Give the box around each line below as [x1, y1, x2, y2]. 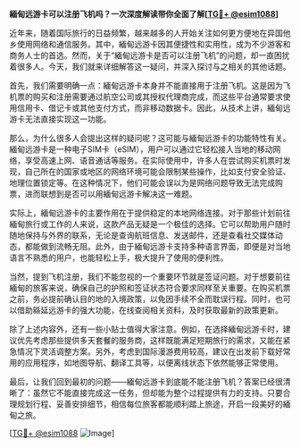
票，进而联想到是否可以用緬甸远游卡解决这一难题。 [9, 189, 197, 199]
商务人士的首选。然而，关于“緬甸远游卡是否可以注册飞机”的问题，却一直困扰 [9, 50, 290, 61]
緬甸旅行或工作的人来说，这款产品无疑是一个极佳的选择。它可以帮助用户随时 [9, 219, 291, 229]
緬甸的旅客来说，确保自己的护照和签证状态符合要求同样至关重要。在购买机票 [9, 283, 291, 293]
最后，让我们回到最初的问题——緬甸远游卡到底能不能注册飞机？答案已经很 [9, 376, 283, 387]
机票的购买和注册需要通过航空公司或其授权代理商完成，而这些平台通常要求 [9, 91, 283, 102]
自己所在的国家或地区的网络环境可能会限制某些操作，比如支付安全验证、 [24, 166, 291, 177]
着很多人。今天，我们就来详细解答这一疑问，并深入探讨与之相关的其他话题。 [9, 62, 291, 72]
